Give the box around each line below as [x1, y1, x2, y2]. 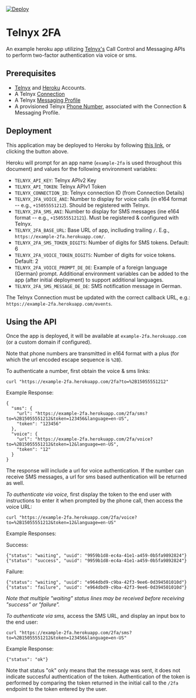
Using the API [6, 317, 57, 327]
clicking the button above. [6, 148, 69, 155]
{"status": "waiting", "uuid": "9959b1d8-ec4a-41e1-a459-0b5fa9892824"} [6, 553, 187, 559]
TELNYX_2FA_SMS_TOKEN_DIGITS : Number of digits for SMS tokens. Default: [14, 239, 189, 246]
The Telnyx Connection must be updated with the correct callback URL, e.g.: [6, 293, 191, 301]
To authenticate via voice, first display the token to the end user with [6, 491, 172, 498]
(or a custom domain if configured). [6, 338, 92, 345]
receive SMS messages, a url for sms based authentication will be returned [6, 473, 187, 480]
